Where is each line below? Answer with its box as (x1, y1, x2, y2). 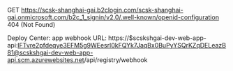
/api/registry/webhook (84, 56, 148, 64)
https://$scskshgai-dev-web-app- (107, 34, 207, 42)
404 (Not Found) (7, 21, 56, 28)
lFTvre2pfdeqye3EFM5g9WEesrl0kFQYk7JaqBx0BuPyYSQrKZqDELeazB (17, 41, 227, 49)
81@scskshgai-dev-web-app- (7, 48, 93, 57)
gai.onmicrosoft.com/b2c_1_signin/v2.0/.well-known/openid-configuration (7, 13, 220, 21)
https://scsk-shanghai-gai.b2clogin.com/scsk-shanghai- (20, 6, 183, 14)
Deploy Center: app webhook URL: (7, 34, 107, 42)
